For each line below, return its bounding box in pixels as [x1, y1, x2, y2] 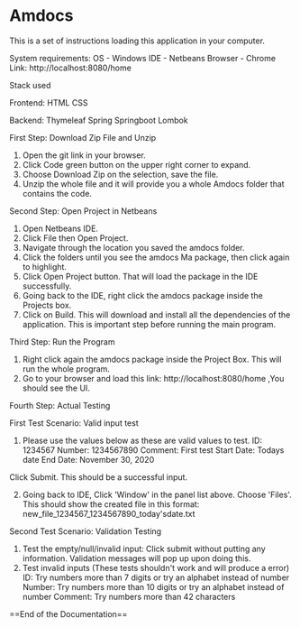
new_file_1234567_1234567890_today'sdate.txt [22, 508, 195, 519]
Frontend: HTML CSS [9, 97, 88, 108]
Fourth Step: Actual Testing [9, 400, 111, 410]
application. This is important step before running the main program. [22, 318, 277, 329]
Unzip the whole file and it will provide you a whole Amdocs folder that [22, 178, 286, 189]
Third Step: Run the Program [9, 336, 115, 347]
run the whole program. [22, 363, 111, 374]
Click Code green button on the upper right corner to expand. [22, 159, 251, 170]
